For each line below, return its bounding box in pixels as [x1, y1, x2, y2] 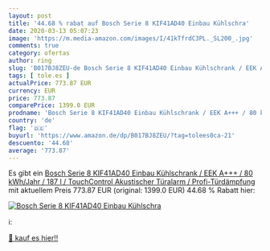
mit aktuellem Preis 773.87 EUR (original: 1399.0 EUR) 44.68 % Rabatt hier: [8, 186, 256, 195]
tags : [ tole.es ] [8, 72, 70, 80]
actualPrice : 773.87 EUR [8, 79, 92, 87]
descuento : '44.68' [8, 138, 74, 147]
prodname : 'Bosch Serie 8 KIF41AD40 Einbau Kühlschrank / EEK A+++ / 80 [8, 109, 257, 117]
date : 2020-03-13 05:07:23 [8, 27, 99, 35]
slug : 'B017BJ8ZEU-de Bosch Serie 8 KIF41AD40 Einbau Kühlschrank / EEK [8, 64, 257, 72]
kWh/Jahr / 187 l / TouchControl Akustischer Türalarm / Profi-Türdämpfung [8, 177, 256, 187]
